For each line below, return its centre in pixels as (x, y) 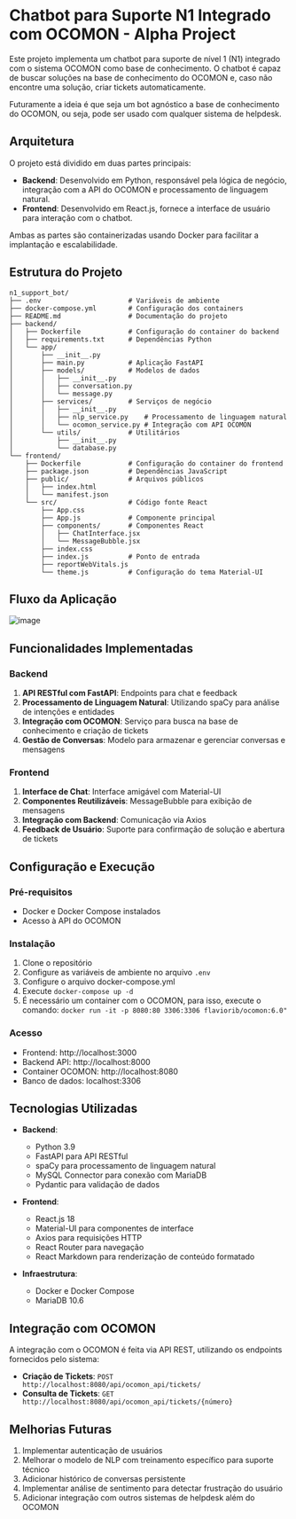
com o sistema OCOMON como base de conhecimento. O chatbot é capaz (145, 68)
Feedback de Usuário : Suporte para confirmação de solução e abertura (153, 829)
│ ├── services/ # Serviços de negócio (111, 401)
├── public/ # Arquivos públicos (114, 479)
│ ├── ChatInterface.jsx (91, 533)
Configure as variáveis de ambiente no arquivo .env (116, 973)
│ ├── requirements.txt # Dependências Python (111, 339)
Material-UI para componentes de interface (114, 1228)
